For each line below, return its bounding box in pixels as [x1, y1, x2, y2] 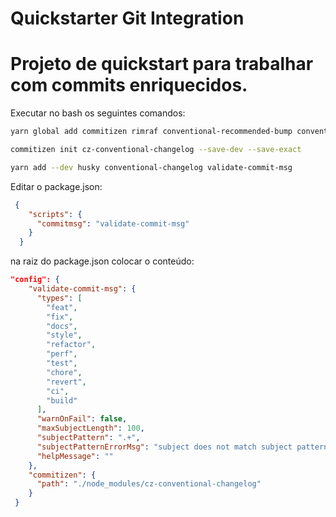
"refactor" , [46, 340, 97, 350]
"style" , [46, 330, 83, 341]
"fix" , [46, 312, 74, 322]
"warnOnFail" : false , [36, 414, 128, 424]
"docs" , [46, 321, 78, 331]
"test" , [46, 358, 78, 368]
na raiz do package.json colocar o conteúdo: [10, 255, 195, 267]
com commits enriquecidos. [10, 74, 248, 97]
